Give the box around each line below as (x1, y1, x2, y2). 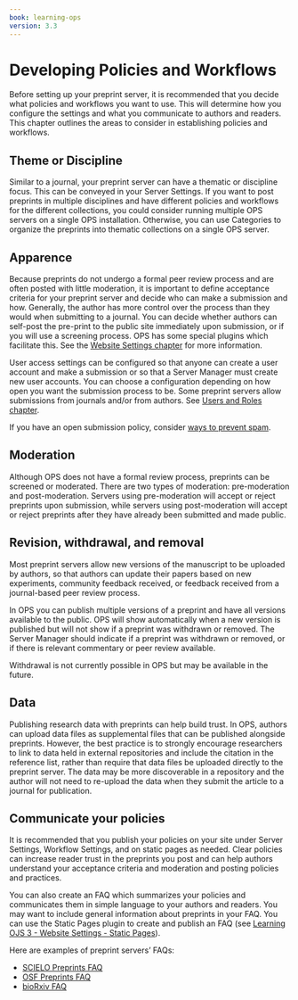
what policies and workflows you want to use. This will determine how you (9, 99, 282, 110)
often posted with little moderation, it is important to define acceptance (9, 283, 270, 294)
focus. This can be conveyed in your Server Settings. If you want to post (9, 186, 274, 197)
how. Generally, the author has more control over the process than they (9, 302, 270, 313)
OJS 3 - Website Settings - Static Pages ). (9, 928, 161, 938)
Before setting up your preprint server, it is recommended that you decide (9, 89, 279, 100)
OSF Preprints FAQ (21, 971, 92, 982)
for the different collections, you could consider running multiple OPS (9, 205, 263, 216)
